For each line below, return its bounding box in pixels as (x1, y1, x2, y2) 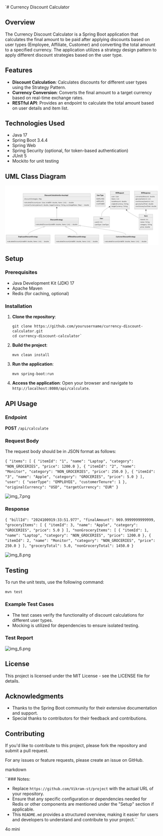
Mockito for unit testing (12, 158, 59, 164)
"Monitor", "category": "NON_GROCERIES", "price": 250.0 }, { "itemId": (5, 469, 156, 474)
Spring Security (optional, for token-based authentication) (12, 148, 128, 153)
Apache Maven (12, 285, 43, 291)
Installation (5, 302, 33, 309)
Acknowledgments (5, 692, 64, 701)
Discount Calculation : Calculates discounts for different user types (12, 79, 147, 85)
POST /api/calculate (5, 425, 49, 431)
